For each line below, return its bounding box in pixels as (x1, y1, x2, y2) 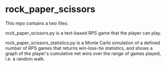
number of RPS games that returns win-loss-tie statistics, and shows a (5, 45, 153, 51)
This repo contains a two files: (5, 20, 69, 26)
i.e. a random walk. (5, 55, 45, 61)
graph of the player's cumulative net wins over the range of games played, (5, 50, 161, 56)
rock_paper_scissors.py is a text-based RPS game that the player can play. (5, 30, 161, 36)
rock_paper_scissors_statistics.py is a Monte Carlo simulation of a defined (5, 39, 160, 46)
